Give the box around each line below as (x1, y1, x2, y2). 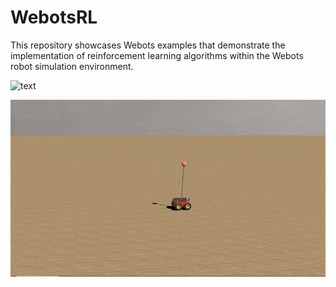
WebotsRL (10, 6, 98, 29)
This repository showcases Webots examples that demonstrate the (10, 39, 286, 51)
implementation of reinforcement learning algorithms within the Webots (10, 49, 304, 61)
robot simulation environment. (10, 60, 134, 72)
